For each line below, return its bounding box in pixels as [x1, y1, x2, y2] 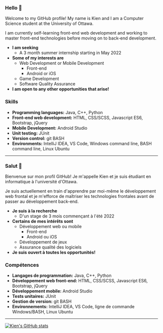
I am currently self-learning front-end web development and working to [5, 30, 148, 36]
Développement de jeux [19, 239, 67, 245]
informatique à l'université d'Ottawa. [5, 178, 78, 184]
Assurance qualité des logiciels [19, 244, 82, 250]
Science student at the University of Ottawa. [5, 20, 94, 26]
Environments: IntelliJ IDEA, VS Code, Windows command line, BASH [12, 140, 152, 146]
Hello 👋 [5, 4, 22, 11]
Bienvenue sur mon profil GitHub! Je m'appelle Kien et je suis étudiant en [5, 173, 151, 179]
